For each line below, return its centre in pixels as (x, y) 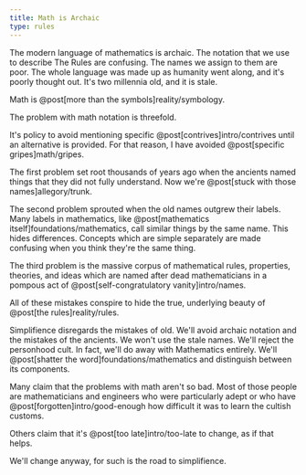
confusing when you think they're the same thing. (103, 248)
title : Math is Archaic (55, 18)
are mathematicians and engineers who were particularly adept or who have (153, 396)
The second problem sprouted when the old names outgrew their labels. (145, 209)
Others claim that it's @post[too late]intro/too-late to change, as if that (142, 433)
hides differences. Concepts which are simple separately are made (136, 237)
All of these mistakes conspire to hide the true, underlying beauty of (137, 302)
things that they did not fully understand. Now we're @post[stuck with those (153, 181)
